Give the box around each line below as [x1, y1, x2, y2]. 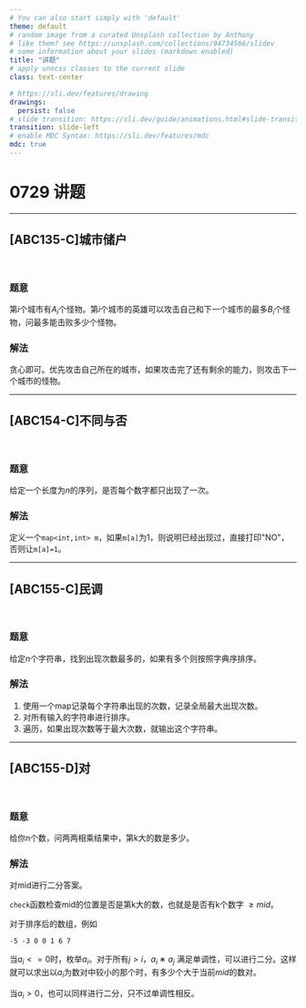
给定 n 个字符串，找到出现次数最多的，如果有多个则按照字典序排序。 [9, 653, 262, 664]
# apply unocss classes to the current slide [9, 65, 185, 74]
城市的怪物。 [16, 375, 66, 387]
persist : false [17, 106, 76, 115]
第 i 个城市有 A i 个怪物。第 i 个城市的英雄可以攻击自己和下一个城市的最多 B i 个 [9, 303, 283, 317]
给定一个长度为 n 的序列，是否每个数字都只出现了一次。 [9, 484, 214, 496]
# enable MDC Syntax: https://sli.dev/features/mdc [9, 131, 209, 141]
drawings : [9, 97, 47, 107]
